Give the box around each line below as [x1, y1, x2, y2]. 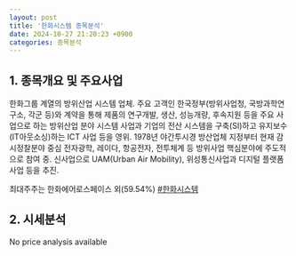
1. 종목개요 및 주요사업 [9, 73, 124, 88]
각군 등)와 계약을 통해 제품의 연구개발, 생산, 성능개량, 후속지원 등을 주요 [28, 109, 275, 120]
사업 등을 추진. [9, 165, 60, 176]
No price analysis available [9, 236, 108, 247]
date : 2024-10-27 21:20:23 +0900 [9, 29, 133, 38]
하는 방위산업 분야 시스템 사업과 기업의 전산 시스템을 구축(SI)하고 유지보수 [32, 121, 288, 132]
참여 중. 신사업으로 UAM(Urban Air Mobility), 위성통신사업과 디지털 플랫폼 [25, 154, 284, 164]
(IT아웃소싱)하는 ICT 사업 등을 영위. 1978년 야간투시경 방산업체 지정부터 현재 [9, 132, 275, 142]
